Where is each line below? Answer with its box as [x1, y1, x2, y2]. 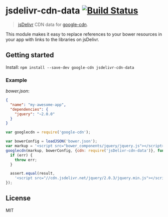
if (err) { [10, 153, 33, 158]
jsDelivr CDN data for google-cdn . [17, 21, 88, 27]
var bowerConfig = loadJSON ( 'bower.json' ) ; [5, 139, 98, 144]
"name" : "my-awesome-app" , [10, 102, 66, 107]
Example [5, 76, 27, 83]
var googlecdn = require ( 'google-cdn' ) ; [5, 130, 91, 135]
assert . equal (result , [10, 171, 55, 176]
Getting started [5, 51, 54, 59]
